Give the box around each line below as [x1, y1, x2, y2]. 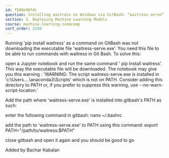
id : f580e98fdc [5, 7, 37, 13]
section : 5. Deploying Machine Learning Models [5, 17, 108, 22]
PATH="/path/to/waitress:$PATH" [5, 127, 75, 134]
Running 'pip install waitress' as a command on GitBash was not [5, 40, 139, 46]
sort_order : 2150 [5, 26, 42, 31]
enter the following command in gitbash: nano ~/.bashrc [5, 112, 122, 119]
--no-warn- [139, 82, 163, 88]
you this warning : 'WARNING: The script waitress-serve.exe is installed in [5, 71, 159, 77]
